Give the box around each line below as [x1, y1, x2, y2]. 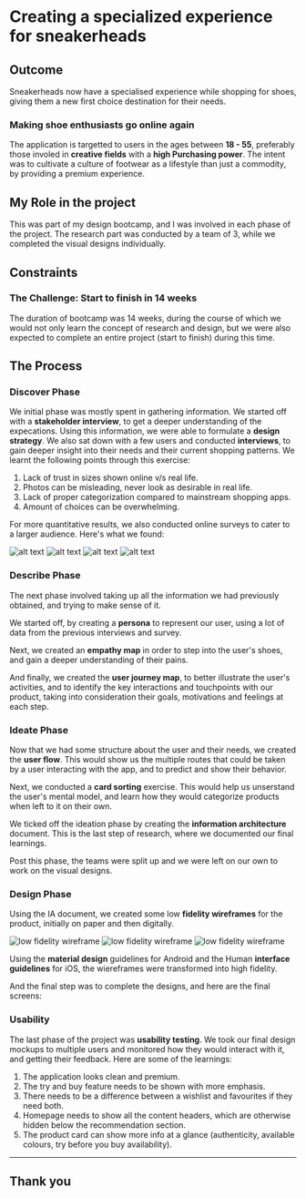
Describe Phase [9, 569, 81, 582]
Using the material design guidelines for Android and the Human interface [9, 954, 291, 965]
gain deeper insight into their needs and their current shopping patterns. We [9, 445, 295, 456]
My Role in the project [9, 194, 137, 210]
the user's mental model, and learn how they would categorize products [9, 791, 280, 803]
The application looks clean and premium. [22, 1070, 180, 1081]
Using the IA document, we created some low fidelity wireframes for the [9, 908, 283, 919]
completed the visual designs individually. [9, 239, 167, 250]
